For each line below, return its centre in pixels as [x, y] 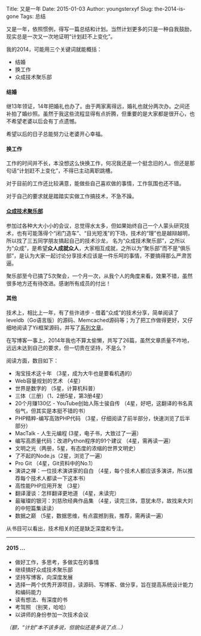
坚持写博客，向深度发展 [44, 577]
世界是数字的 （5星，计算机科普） [57, 388]
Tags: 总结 [33, 16]
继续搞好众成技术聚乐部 [44, 570]
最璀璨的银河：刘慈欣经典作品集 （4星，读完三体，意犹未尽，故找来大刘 [104, 501]
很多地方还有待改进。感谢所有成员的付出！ [59, 283]
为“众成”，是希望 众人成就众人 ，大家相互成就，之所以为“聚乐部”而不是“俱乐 [98, 248]
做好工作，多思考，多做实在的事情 [57, 562]
